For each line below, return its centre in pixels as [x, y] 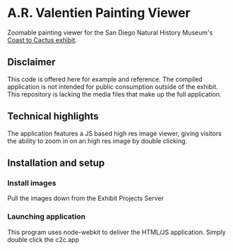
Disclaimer [31, 62]
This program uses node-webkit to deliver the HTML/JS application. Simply [116, 232]
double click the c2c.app [43, 239]
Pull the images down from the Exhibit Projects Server [86, 198]
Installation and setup [56, 163]
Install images [32, 183]
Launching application [47, 216]
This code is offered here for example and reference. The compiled [105, 79]
